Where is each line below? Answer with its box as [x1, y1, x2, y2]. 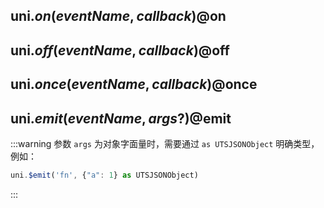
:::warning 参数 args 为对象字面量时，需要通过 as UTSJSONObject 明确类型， [10, 137, 320, 149]
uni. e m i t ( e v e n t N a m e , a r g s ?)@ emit [10, 110, 232, 127]
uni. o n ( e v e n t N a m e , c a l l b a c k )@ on [10, 8, 227, 25]
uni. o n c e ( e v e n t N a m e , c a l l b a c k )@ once [10, 76, 258, 93]
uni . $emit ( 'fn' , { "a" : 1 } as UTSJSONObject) [10, 170, 199, 180]
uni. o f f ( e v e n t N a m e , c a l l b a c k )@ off [10, 42, 230, 59]
